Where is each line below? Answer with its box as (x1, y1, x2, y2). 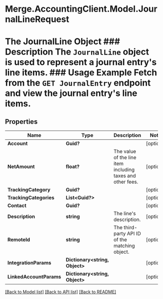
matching (113, 243, 135, 249)
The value (113, 148, 136, 155)
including (113, 167, 135, 173)
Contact (7, 202, 27, 209)
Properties (5, 117, 38, 126)
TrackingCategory (7, 187, 51, 193)
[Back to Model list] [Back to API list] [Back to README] (5, 289, 116, 295)
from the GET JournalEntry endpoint (5, 77, 151, 89)
